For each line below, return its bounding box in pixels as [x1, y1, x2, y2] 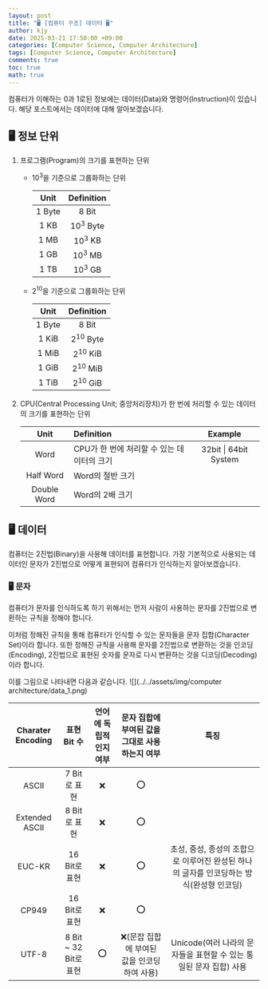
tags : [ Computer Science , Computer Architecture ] [8, 49, 177, 57]
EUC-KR [17, 861, 50, 872]
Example [207, 429, 242, 440]
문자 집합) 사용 [195, 961, 247, 972]
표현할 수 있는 [195, 949, 245, 960]
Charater [16, 725, 52, 736]
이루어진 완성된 [182, 856, 236, 867]
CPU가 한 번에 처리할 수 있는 [73, 444, 175, 455]
